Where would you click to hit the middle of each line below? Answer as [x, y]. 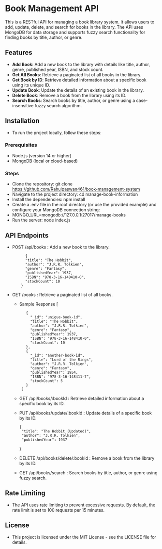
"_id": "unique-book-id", [56, 317]
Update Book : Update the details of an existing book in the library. [78, 90]
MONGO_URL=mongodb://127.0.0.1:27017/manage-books [69, 215]
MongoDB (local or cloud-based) [45, 161]
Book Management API [52, 8]
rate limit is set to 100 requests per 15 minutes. [58, 510]
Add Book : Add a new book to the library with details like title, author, [81, 64]
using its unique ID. [31, 85]
